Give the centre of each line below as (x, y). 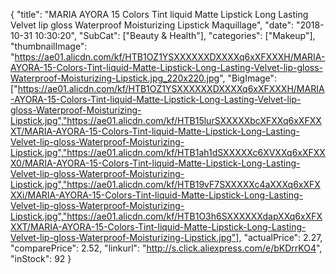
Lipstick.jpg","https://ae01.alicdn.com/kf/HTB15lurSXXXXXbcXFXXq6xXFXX (166, 120)
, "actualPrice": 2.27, (280, 237)
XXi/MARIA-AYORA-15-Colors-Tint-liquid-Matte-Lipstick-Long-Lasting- (157, 195)
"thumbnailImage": (49, 46)
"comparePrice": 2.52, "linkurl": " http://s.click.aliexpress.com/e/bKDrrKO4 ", (166, 248)
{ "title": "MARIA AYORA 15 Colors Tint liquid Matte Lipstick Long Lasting (159, 14)
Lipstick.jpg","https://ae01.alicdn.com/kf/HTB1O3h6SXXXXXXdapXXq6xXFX (166, 216)
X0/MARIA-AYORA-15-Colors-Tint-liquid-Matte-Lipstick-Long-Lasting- (155, 163)
